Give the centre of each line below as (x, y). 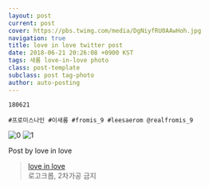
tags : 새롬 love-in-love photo (59, 61)
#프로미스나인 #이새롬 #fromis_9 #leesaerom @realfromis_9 (101, 120)
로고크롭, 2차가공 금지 (62, 175)
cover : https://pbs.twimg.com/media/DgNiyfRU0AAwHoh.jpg (105, 30)
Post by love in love (40, 150)
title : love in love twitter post (66, 46)
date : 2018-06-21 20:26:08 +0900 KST (71, 53)
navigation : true (37, 38)
